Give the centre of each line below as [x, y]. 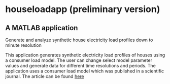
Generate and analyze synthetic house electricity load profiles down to [79, 40]
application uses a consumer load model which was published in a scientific [84, 71]
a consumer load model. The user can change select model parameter [79, 60]
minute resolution [24, 45]
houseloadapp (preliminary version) [83, 9]
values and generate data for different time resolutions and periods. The [81, 66]
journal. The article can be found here [45, 76]
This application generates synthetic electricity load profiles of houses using [85, 55]
